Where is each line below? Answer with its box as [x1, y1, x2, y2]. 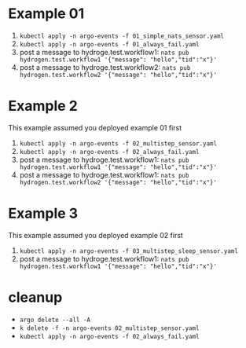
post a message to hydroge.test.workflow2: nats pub [19, 62, 191, 71]
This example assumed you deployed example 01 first [8, 123, 182, 132]
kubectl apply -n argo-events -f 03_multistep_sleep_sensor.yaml [19, 247, 238, 255]
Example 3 [8, 205, 79, 222]
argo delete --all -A [19, 316, 90, 324]
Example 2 [8, 97, 79, 115]
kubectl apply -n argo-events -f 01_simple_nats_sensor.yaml [19, 32, 225, 40]
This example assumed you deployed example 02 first [8, 230, 183, 240]
